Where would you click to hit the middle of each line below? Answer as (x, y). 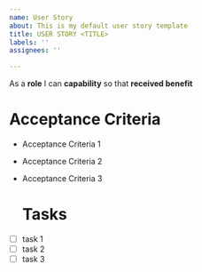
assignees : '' (35, 51)
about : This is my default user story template (99, 26)
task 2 (33, 249)
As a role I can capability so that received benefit (101, 84)
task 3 (33, 260)
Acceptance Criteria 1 (61, 144)
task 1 (32, 239)
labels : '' (29, 42)
